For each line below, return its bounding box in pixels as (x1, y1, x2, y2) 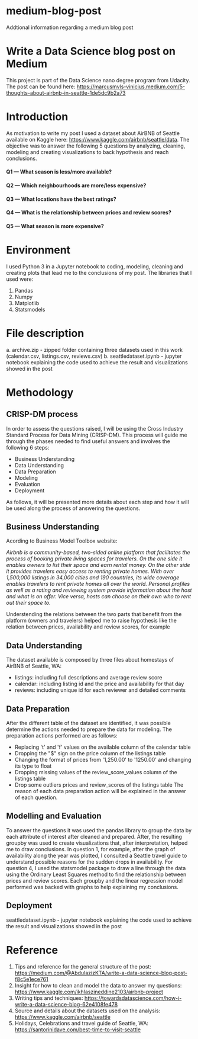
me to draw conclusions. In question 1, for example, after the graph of (6, 845, 176, 852)
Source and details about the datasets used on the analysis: (14, 1007, 161, 1014)
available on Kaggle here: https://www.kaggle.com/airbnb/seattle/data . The (6, 136, 190, 143)
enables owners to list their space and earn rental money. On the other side (6, 562, 190, 569)
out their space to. (6, 599, 51, 607)
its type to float (14, 762, 52, 769)
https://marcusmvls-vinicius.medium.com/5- (76, 83, 186, 90)
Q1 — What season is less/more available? (6, 168, 112, 175)
